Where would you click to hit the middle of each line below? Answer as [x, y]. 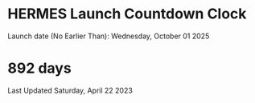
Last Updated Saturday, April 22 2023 [70, 90]
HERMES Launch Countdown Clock [127, 14]
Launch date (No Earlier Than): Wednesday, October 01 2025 [109, 36]
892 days [39, 68]
